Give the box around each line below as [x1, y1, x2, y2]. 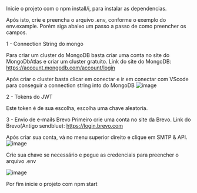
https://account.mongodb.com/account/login [6, 64, 116, 71]
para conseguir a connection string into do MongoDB [6, 82, 135, 89]
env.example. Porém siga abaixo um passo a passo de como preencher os [6, 23, 186, 29]
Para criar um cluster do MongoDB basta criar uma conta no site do [6, 52, 170, 58]
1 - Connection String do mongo [6, 41, 84, 47]
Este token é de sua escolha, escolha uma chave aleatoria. [6, 105, 148, 111]
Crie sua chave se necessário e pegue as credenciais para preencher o [6, 151, 179, 158]
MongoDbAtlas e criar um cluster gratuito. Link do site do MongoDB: [6, 58, 172, 65]
